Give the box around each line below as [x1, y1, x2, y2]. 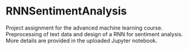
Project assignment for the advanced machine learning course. [5, 24, 163, 31]
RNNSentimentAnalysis [5, 4, 127, 18]
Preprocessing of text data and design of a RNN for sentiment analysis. [5, 30, 183, 37]
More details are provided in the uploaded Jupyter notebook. [5, 37, 158, 44]
